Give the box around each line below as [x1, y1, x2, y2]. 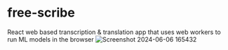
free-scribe [7, 5, 75, 21]
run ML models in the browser [7, 35, 94, 43]
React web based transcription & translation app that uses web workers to [7, 28, 221, 36]
